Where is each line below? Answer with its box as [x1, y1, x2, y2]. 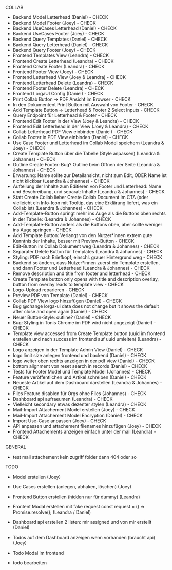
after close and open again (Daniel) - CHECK [12, 309, 108, 315]
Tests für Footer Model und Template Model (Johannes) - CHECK [12, 369, 151, 375]
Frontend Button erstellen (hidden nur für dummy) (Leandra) [12, 494, 140, 500]
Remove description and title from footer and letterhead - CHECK [12, 270, 151, 277]
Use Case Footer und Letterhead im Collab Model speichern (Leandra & [12, 140, 164, 146]
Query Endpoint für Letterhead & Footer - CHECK [12, 112, 117, 119]
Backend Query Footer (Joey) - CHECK [12, 47, 96, 53]
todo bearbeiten [12, 560, 47, 566]
